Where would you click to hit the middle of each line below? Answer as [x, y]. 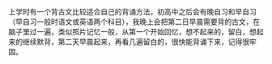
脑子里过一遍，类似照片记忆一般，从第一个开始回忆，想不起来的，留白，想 [132, 32]
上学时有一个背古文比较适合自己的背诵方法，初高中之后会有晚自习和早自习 [132, 12]
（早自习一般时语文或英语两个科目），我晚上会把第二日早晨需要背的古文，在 [134, 22]
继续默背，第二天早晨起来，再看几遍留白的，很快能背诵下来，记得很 [136, 42]
